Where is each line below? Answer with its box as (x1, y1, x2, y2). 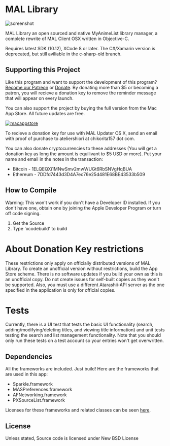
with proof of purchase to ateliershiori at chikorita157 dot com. (5, 135, 135, 142)
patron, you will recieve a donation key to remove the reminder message (5, 90, 156, 96)
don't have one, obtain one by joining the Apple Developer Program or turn (5, 204, 161, 211)
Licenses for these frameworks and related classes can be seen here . (5, 407, 151, 413)
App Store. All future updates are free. (5, 110, 85, 116)
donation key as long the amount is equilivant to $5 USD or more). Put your (5, 151, 162, 157)
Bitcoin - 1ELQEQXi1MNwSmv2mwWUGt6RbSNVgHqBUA (12, 166, 132, 172)
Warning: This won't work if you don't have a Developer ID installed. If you (5, 199, 160, 205)
